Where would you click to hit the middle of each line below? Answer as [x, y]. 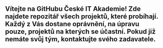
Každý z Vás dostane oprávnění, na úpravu [72, 24]
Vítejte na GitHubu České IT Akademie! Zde [73, 9]
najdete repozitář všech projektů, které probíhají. [82, 17]
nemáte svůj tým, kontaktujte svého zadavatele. [81, 39]
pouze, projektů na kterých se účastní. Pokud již [81, 32]
